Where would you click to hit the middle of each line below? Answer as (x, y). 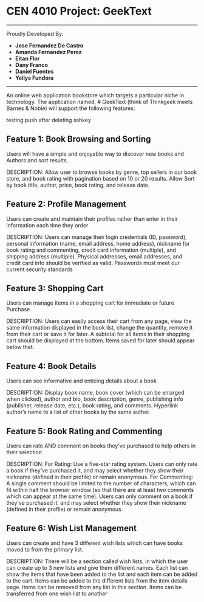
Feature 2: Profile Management (66, 204)
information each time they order (47, 225)
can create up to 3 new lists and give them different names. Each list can (97, 567)
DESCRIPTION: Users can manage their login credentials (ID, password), (97, 237)
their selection (24, 452)
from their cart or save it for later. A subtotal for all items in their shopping (98, 334)
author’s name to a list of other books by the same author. (78, 412)
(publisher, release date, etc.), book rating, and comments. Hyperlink (92, 406)
